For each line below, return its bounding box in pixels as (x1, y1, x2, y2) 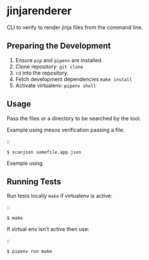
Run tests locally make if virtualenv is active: (7, 192, 113, 200)
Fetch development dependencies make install (15, 75, 132, 82)
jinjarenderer (7, 4, 72, 18)
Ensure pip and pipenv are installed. (15, 56, 103, 63)
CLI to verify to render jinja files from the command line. (7, 24, 143, 31)
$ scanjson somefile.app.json (7, 149, 82, 155)
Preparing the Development (7, 41, 112, 51)
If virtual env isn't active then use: (7, 226, 90, 233)
